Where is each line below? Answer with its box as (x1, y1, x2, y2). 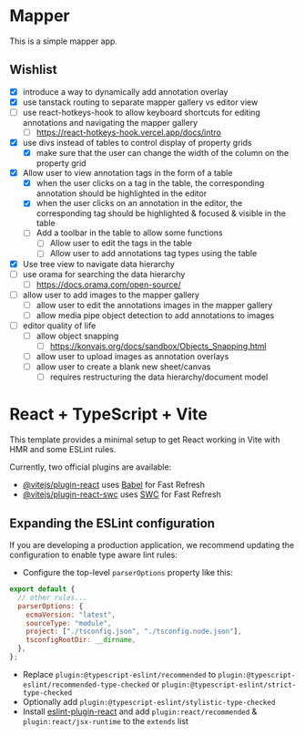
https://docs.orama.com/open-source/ (36, 279, 182, 290)
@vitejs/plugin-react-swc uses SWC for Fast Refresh (22, 489, 221, 500)
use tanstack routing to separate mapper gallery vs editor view (22, 97, 259, 108)
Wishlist (9, 62, 57, 78)
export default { (9, 585, 76, 594)
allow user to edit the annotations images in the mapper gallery (36, 299, 273, 310)
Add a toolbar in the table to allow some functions (36, 227, 223, 238)
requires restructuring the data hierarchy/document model (49, 371, 269, 383)
